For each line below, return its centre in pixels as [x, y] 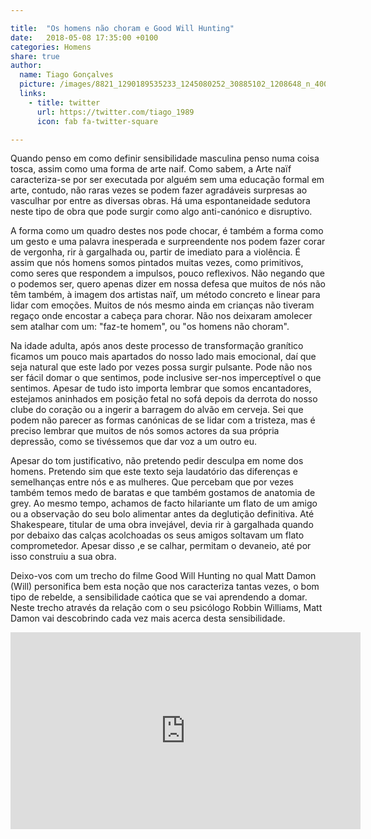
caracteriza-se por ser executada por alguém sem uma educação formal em [167, 180]
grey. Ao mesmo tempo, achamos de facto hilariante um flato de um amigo [164, 503]
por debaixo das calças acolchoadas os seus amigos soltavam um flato [157, 535]
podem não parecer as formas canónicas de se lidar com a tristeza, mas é [163, 420]
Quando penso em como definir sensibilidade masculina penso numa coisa [165, 158]
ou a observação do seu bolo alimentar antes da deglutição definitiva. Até [162, 514]
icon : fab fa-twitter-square [97, 121]
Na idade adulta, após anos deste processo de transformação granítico [157, 346]
